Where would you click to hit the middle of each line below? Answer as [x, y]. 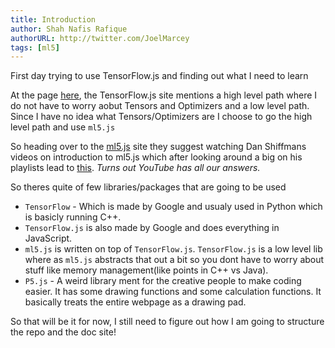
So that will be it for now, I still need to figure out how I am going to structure [167, 322]
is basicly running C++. [73, 217]
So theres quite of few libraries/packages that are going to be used [148, 187]
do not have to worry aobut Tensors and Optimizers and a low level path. [160, 106]
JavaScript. [48, 238]
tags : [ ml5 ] [35, 47]
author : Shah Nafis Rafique [69, 29]
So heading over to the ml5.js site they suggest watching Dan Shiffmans [158, 147]
